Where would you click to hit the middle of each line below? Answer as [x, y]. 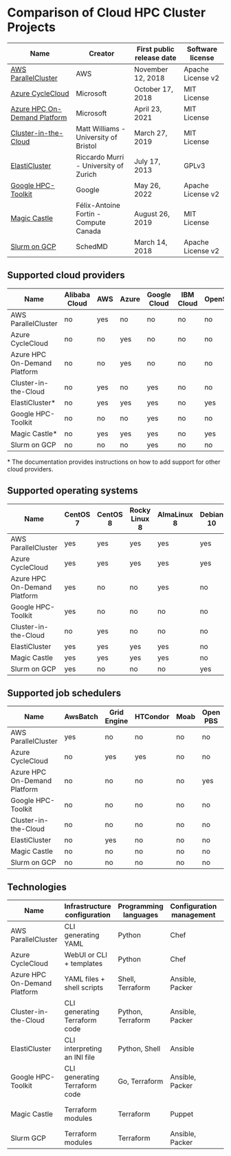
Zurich [87, 174]
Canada [88, 231]
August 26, [152, 213]
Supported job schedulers [64, 693]
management [193, 915]
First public [156, 49]
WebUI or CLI [86, 955]
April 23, [148, 109]
